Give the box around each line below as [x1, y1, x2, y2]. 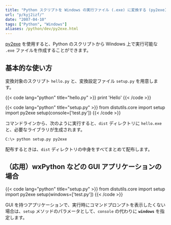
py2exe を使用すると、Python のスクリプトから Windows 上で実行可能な [5, 41, 158, 47]
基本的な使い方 [5, 63, 52, 72]
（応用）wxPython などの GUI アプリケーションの [5, 163, 162, 171]
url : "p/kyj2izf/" [5, 12, 44, 17]
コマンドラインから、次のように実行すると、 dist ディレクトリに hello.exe [5, 120, 162, 126]
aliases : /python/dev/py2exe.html [5, 26, 79, 31]
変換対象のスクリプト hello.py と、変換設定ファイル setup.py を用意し [5, 78, 154, 84]
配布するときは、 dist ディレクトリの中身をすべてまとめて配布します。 [5, 146, 153, 152]
